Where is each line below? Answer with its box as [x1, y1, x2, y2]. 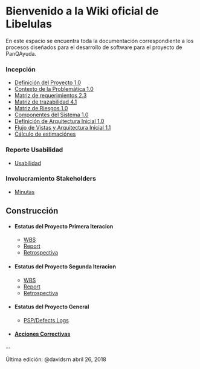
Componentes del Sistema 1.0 [14, 111, 89, 119]
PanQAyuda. [5, 50, 37, 57]
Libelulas [5, 17, 53, 31]
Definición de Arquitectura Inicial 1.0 [14, 118, 105, 125]
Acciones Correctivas [14, 330, 71, 337]
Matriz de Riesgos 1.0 [14, 105, 68, 112]
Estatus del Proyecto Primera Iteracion [14, 222, 114, 230]
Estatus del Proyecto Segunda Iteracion [14, 263, 116, 270]
